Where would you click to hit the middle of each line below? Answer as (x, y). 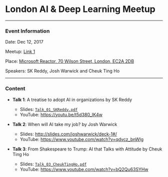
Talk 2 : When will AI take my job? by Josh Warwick (65, 124)
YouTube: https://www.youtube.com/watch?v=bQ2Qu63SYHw (84, 169)
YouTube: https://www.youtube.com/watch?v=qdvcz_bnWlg (82, 139)
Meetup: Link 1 (20, 51)
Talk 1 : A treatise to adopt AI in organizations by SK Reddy (72, 99)
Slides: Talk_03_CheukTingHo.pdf (53, 164)
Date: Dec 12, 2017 (24, 42)
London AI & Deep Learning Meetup (80, 9)
